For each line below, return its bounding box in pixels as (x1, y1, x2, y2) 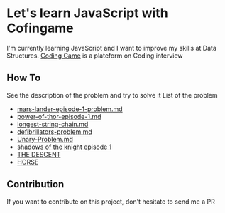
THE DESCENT (16, 150, 61, 158)
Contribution (6, 178, 65, 190)
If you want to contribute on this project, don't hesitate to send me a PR (6, 197, 216, 206)
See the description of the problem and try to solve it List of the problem (6, 90, 218, 99)
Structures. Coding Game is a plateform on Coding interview (6, 51, 183, 60)
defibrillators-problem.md (16, 127, 93, 136)
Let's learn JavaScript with (6, 5, 168, 21)
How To (6, 72, 41, 84)
